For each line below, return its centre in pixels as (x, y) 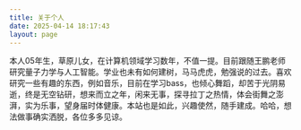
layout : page (34, 34)
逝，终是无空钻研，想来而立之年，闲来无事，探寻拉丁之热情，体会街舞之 (142, 94)
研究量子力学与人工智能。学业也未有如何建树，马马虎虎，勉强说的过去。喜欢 (150, 72)
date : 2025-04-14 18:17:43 (60, 26)
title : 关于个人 (37, 17)
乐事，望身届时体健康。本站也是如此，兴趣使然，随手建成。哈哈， (162, 106)
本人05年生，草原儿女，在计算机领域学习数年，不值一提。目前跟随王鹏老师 (148, 61)
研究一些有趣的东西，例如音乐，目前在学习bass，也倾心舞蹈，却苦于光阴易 (148, 83)
